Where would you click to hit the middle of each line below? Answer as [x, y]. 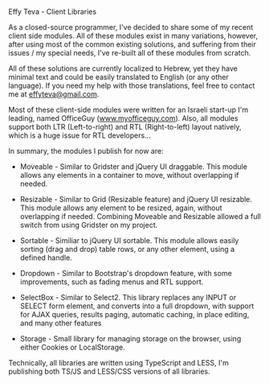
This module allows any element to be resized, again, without [121, 208]
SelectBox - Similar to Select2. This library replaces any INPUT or [128, 297]
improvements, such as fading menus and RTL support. [112, 282]
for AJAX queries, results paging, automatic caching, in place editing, [134, 314]
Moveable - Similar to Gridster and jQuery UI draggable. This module [133, 167]
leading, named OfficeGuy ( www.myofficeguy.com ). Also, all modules [123, 118]
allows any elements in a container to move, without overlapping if [129, 175]
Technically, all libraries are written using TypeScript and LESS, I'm [118, 363]
